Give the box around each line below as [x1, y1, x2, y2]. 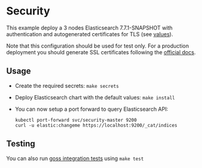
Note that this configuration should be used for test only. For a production [6, 42, 189, 49]
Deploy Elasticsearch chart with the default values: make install [14, 93, 175, 101]
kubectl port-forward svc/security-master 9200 [14, 117, 137, 123]
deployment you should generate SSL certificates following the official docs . [6, 48, 196, 55]
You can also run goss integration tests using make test [6, 155, 144, 162]
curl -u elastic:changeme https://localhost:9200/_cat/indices [14, 122, 178, 128]
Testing [6, 138, 36, 149]
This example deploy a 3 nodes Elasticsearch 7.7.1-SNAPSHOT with [6, 24, 173, 31]
